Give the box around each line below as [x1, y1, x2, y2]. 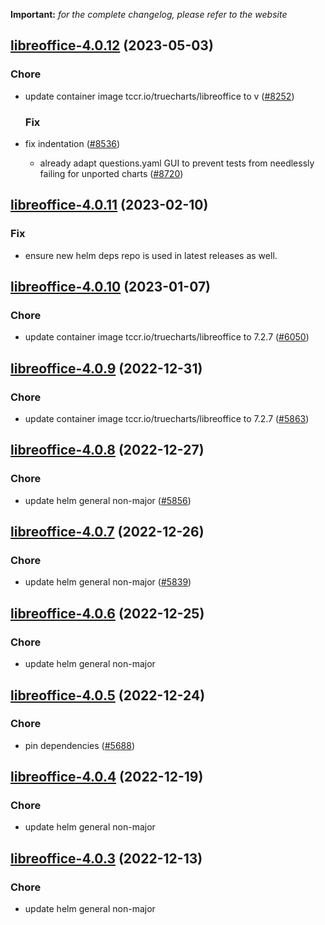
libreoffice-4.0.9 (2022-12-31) [10, 360, 203, 377]
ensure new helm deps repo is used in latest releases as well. [24, 249, 278, 261]
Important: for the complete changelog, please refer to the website [10, 9, 288, 20]
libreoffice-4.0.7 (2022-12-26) [10, 524, 205, 541]
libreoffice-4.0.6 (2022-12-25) [10, 605, 205, 622]
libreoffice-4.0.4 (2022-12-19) [10, 769, 204, 786]
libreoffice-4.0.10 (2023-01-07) [10, 279, 212, 296]
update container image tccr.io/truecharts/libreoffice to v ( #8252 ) [24, 90, 295, 102]
